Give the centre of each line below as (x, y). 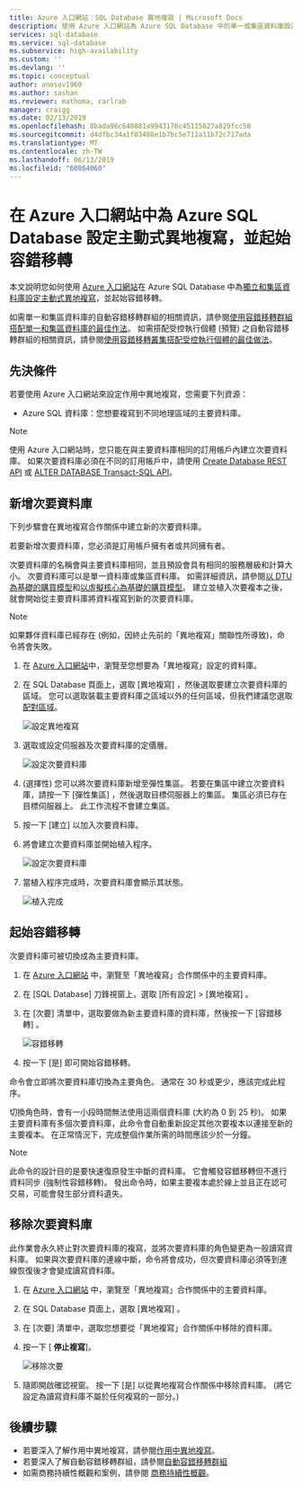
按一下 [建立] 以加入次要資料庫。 (83, 824)
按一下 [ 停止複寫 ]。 (59, 1347)
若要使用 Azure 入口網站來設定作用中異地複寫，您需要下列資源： (129, 394)
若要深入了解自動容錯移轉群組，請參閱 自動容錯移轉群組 (124, 1462)
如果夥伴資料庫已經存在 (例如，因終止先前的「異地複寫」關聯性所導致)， (143, 635)
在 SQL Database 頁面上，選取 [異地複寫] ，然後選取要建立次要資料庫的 (155, 684)
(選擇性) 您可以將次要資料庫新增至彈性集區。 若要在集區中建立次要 (146, 783)
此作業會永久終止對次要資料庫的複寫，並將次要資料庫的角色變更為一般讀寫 (147, 1248)
